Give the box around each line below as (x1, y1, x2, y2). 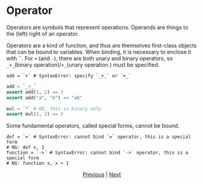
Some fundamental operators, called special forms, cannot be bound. (6, 122, 180, 130)
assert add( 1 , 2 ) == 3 (6, 89, 64, 95)
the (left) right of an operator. (6, 30, 79, 37)
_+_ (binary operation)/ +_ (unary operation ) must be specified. (6, 61, 160, 68)
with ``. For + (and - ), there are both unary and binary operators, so (6, 54, 173, 62)
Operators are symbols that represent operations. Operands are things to (6, 24, 189, 31)
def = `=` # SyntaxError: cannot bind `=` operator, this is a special (6, 134, 191, 140)
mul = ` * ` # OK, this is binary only (6, 105, 102, 112)
